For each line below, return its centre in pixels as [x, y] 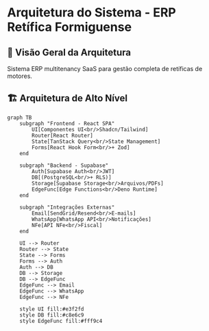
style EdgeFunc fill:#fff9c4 [61, 321]
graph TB [20, 118]
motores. [20, 76]
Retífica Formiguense [70, 27]
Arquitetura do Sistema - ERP [91, 13]
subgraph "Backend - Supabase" [64, 165]
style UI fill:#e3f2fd [52, 309]
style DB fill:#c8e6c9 [52, 315]
